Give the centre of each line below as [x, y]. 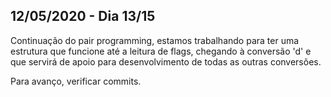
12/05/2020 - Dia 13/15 [83, 16]
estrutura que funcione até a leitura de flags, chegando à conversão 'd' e [161, 51]
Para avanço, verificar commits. [76, 81]
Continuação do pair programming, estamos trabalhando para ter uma [155, 40]
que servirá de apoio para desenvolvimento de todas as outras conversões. [166, 61]
